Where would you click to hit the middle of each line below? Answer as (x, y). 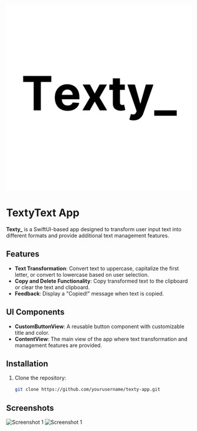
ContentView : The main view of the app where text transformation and (101, 339)
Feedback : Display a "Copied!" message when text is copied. (89, 293)
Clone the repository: (40, 378)
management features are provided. (58, 345)
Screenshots (30, 408)
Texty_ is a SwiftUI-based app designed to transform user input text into (94, 229)
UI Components (35, 312)
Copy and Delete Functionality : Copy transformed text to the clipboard (101, 281)
